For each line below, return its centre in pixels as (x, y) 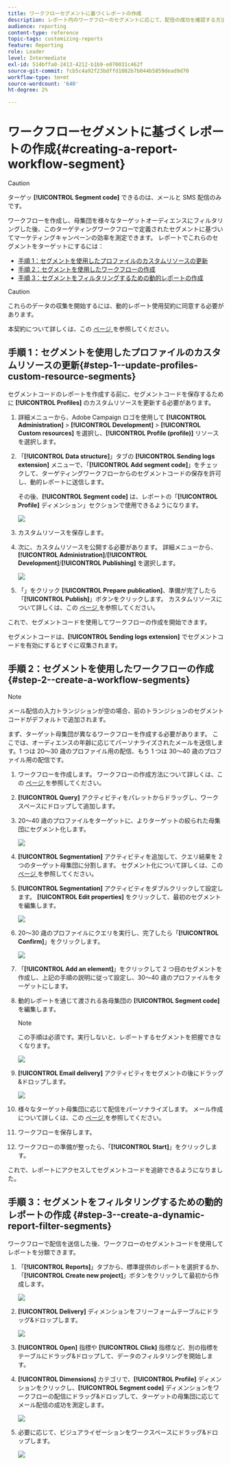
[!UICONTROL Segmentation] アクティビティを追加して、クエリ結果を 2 (120, 856)
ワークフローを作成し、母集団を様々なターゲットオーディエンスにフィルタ (113, 221)
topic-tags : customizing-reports (56, 39)
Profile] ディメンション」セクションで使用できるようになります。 (110, 505)
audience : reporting (37, 26)
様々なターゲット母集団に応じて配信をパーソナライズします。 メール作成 (120, 1109)
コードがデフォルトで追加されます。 (59, 719)
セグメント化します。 (60, 829)
